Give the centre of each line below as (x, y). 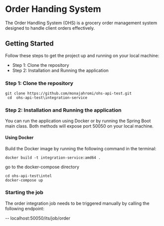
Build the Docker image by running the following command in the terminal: (81, 148)
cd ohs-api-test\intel (28, 176)
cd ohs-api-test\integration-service (47, 98)
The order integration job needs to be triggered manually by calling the (77, 203)
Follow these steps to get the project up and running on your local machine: (82, 55)
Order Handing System (53, 9)
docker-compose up (24, 180)
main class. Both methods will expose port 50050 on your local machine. (79, 126)
